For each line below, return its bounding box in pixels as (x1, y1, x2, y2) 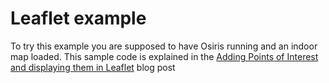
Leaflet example (10, 7, 147, 30)
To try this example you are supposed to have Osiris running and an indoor (10, 40, 318, 52)
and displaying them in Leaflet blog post (10, 61, 176, 73)
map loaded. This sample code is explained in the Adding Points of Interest (10, 50, 319, 62)
